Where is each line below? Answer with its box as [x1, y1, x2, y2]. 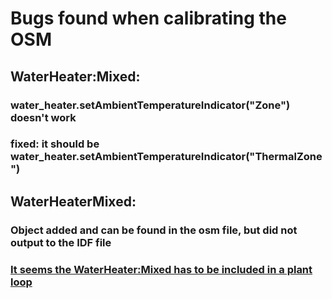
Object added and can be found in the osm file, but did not [10, 223, 298, 237]
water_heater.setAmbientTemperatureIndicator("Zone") [10, 98, 291, 112]
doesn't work [10, 110, 77, 124]
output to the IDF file [10, 235, 112, 249]
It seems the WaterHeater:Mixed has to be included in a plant [10, 262, 313, 276]
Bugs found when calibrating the [10, 7, 287, 30]
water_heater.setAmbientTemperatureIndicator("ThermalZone [10, 150, 323, 164]
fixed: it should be [10, 137, 100, 151]
